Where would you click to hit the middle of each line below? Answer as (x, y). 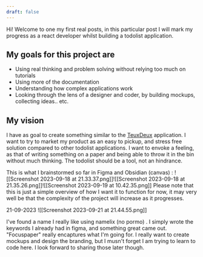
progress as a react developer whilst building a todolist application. (90, 35)
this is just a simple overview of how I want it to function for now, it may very (101, 192)
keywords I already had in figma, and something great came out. (87, 229)
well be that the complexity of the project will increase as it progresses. (95, 198)
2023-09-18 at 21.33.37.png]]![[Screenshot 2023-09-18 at (113, 179)
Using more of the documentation (57, 82)
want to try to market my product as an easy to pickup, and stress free (94, 142)
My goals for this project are (61, 55)
